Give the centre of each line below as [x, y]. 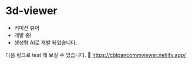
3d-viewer [31, 11]
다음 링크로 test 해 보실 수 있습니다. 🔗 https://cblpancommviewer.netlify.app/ [96, 55]
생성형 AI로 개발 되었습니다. [46, 42]
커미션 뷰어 [27, 28]
